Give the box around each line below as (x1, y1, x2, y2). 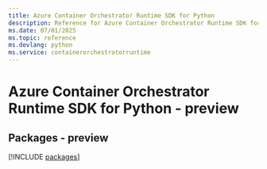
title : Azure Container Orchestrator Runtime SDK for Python (8, 11, 215, 20)
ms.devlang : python (8, 41, 73, 49)
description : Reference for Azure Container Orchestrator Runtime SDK (8, 19, 247, 27)
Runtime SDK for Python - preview (8, 100, 240, 117)
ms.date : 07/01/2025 (8, 26, 77, 34)
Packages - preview (8, 131, 109, 144)
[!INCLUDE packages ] (8, 152, 80, 161)
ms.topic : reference (8, 33, 77, 42)
